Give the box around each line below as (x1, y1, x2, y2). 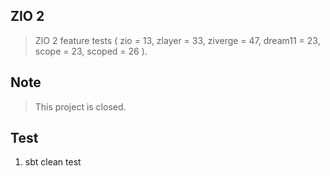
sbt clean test (24, 156, 82, 168)
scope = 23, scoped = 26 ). (34, 45, 148, 57)
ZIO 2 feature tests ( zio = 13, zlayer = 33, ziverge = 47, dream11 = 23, (34, 34, 321, 46)
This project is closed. (34, 100, 127, 113)
